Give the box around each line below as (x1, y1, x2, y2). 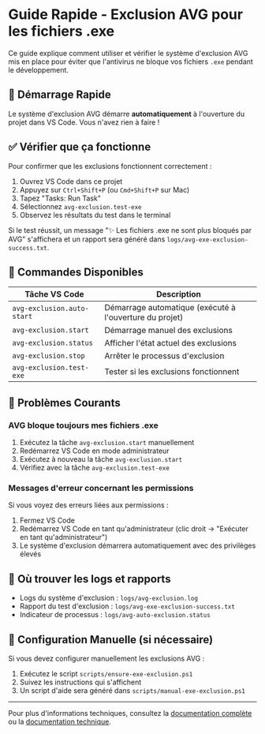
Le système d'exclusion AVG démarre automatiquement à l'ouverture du (8, 109, 245, 118)
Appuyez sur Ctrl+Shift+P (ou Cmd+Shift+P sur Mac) (19, 185, 190, 194)
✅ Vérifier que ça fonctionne (8, 140, 151, 154)
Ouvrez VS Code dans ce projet (19, 176, 123, 186)
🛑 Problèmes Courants (8, 396, 121, 410)
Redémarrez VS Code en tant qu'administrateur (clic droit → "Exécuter (19, 524, 248, 534)
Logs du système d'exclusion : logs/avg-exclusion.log (19, 594, 199, 603)
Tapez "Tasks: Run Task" (19, 193, 101, 203)
